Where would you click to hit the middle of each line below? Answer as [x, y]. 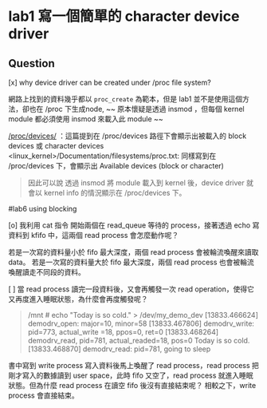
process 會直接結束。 [43, 395]
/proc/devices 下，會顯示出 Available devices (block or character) [116, 166]
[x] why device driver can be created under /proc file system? [110, 82]
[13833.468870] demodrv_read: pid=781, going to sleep [119, 349]
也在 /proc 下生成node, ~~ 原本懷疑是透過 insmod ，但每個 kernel [137, 109]
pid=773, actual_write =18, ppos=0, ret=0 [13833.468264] [123, 332]
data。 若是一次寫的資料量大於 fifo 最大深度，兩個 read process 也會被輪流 [132, 262]
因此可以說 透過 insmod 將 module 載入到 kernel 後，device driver [136, 183]
